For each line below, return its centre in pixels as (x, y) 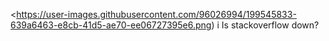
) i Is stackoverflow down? (265, 25)
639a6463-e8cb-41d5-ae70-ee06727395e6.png (111, 25)
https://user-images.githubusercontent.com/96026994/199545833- (156, 14)
